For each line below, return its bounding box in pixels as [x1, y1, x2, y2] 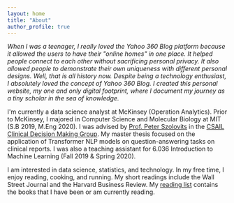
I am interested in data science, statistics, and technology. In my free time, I [7, 165, 225, 174]
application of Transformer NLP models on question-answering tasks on [7, 137, 215, 146]
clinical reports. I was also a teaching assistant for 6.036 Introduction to [7, 144, 213, 153]
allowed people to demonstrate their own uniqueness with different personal [7, 64, 228, 73]
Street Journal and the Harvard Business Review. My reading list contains [7, 181, 219, 189]
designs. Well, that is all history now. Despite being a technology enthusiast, [7, 72, 227, 80]
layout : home [7, 10, 45, 17]
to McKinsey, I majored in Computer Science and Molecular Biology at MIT [7, 115, 221, 123]
